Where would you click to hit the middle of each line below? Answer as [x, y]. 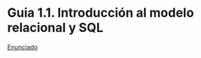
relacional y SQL [55, 28]
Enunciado [23, 47]
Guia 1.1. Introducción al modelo [100, 13]
